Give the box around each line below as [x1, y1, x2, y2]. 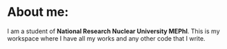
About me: [7, 4, 69, 20]
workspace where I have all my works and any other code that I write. [7, 34, 206, 42]
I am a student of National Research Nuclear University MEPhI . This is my [7, 27, 220, 35]
